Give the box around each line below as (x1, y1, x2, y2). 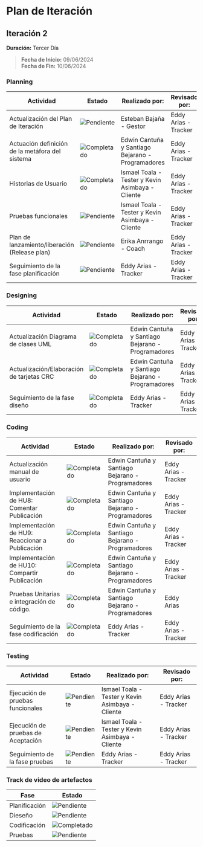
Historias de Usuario (9, 179, 68, 188)
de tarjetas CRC (9, 372, 54, 381)
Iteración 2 (6, 28, 48, 39)
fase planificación (9, 269, 60, 278)
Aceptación (9, 736, 42, 745)
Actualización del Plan (9, 115, 72, 123)
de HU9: (9, 529, 33, 537)
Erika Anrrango (120, 237, 164, 245)
